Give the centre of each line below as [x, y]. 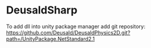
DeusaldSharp [42, 10]
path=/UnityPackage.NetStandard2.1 [50, 39]
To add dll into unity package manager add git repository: [76, 26]
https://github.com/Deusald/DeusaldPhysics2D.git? [68, 32]
